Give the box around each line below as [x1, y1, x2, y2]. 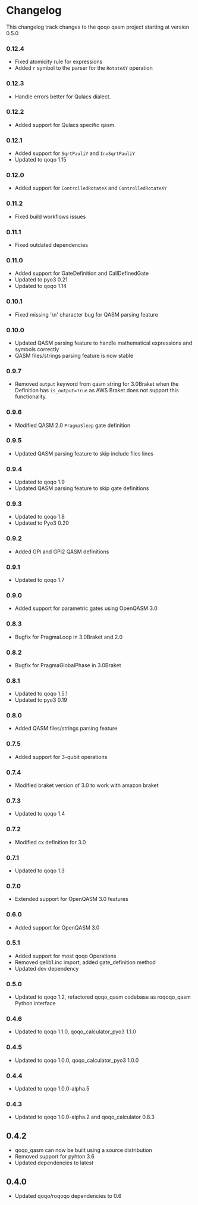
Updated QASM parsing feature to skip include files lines [14, 450, 153, 457]
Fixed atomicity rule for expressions [14, 58, 103, 66]
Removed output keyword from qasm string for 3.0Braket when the [14, 380, 179, 388]
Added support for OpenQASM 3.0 [14, 924, 100, 931]
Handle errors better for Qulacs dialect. [14, 93, 111, 100]
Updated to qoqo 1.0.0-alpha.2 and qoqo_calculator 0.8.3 [14, 1113, 155, 1121]
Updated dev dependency [14, 965, 79, 972]
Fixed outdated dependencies [14, 241, 88, 249]
